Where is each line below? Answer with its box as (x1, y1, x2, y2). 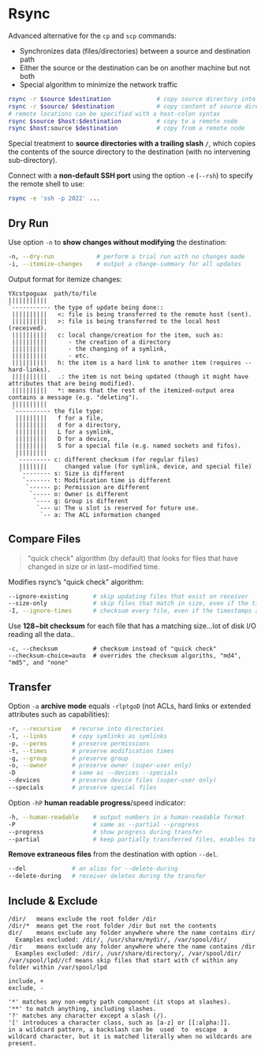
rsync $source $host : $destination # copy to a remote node (8, 117, 238, 125)
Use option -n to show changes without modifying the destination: (8, 238, 227, 247)
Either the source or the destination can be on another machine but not (19, 62, 251, 72)
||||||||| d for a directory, (15, 420, 122, 429)
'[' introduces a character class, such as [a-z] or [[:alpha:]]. (8, 1019, 231, 1027)
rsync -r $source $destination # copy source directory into (8, 95, 256, 103)
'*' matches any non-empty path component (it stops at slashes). (8, 997, 231, 1006)
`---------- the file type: (11, 407, 104, 415)
